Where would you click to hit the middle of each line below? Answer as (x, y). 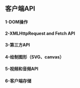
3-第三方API (18, 45)
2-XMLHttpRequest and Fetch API (40, 33)
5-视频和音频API (22, 69)
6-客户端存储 (18, 81)
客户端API (20, 9)
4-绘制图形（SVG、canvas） (35, 57)
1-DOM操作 (17, 22)
